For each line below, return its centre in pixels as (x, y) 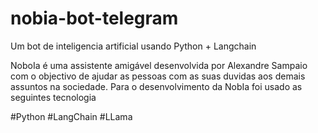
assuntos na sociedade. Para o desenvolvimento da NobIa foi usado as (156, 86)
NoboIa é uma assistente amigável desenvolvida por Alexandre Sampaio (159, 65)
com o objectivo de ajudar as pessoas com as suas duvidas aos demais (158, 76)
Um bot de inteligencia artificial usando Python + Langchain (133, 46)
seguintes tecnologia (53, 97)
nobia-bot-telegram (94, 18)
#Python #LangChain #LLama (71, 116)
